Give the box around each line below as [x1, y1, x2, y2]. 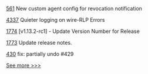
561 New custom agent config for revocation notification [6, 5, 143, 12]
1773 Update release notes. [6, 39, 72, 46]
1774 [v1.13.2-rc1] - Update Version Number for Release [6, 28, 140, 35]
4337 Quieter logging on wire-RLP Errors [6, 16, 105, 23]
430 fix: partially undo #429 [6, 51, 74, 58]
